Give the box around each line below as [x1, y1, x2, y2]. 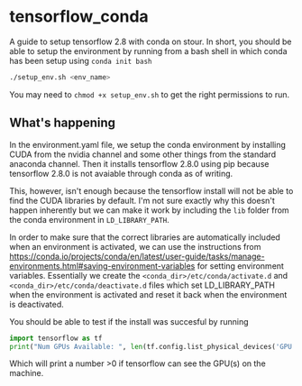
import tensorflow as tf [9, 334, 103, 343]
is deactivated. [9, 299, 65, 309]
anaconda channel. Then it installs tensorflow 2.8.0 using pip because [9, 158, 270, 169]
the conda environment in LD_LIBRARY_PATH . [9, 214, 169, 225]
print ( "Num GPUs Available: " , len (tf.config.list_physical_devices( [9, 342, 277, 351]
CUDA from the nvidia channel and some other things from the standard [9, 149, 277, 160]
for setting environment [197, 260, 284, 271]
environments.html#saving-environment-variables [9, 260, 196, 271]
